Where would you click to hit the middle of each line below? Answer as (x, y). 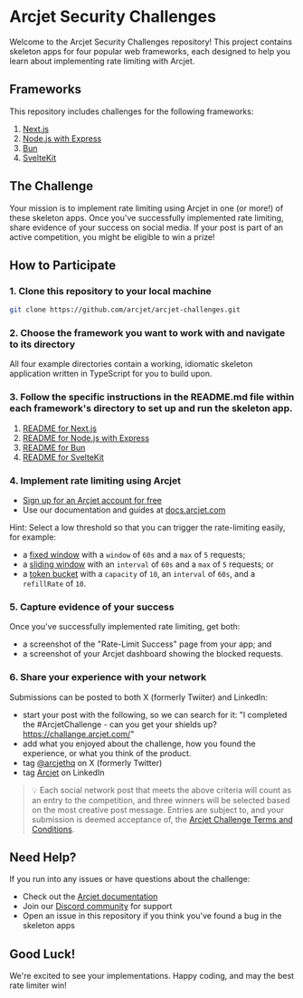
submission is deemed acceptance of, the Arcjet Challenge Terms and (162, 819)
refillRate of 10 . (54, 584)
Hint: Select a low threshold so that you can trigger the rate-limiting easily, (147, 528)
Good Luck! (43, 954)
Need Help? (43, 857)
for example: (33, 537)
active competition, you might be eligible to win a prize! (112, 236)
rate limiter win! (38, 985)
